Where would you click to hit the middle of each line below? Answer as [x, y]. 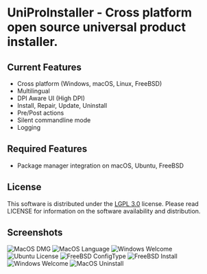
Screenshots [35, 232]
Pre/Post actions [40, 113]
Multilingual [33, 91]
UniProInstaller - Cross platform [100, 13]
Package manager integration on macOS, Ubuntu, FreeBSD [100, 165]
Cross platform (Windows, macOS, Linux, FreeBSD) [89, 83]
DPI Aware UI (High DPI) [51, 98]
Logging [29, 127]
